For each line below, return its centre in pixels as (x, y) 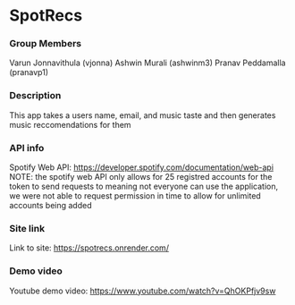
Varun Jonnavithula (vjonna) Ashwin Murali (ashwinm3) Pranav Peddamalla (147, 63)
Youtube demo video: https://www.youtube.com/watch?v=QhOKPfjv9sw (143, 291)
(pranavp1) (29, 72)
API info (27, 148)
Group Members (46, 44)
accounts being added (51, 206)
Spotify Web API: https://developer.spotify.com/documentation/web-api (142, 167)
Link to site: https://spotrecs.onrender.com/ (89, 248)
